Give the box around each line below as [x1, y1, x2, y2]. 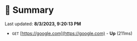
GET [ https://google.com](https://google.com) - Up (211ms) [11, 30, 133, 36]
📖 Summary [4, 4, 54, 16]
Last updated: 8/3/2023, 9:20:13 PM [4, 21, 81, 27]
